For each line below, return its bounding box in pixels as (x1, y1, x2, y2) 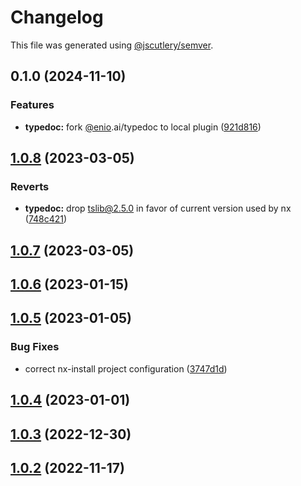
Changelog (10, 6, 104, 29)
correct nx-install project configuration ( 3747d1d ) (24, 362, 228, 375)
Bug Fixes (10, 340, 60, 354)
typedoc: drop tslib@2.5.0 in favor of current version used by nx (24, 202, 292, 215)
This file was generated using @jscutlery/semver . (10, 39, 214, 51)
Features (10, 98, 55, 112)
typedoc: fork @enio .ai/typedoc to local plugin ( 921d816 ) (24, 121, 262, 133)
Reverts (10, 179, 50, 193)
